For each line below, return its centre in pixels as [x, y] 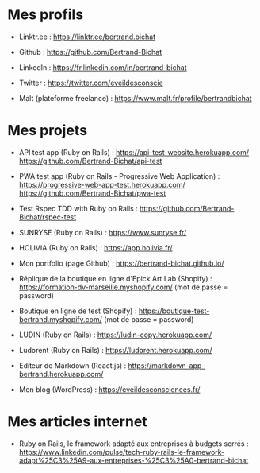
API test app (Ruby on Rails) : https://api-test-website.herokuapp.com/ [134, 152]
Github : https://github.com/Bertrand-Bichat [90, 52]
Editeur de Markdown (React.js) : [73, 365]
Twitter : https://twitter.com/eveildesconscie [91, 83]
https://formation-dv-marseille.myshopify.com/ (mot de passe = [123, 287]
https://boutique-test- [174, 311]
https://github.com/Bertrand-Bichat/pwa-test [92, 193]
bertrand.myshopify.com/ [60, 319]
